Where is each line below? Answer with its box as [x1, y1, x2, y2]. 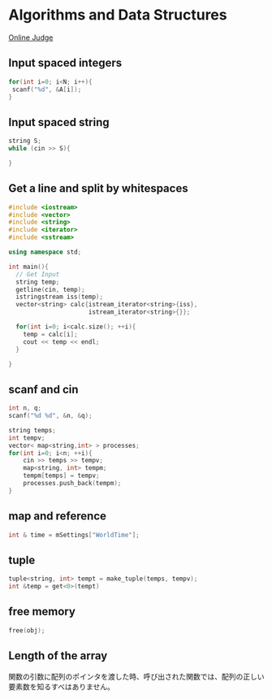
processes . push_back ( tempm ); [23, 480, 122, 488]
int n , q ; [8, 404, 42, 412]
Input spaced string [8, 115, 110, 129]
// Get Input [15, 270, 60, 278]
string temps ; [8, 426, 57, 434]
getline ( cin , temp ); [15, 285, 85, 293]
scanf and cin [8, 382, 79, 396]
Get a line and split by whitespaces [8, 181, 188, 196]
